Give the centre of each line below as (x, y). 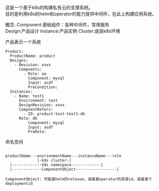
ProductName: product (33, 56)
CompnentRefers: (36, 110)
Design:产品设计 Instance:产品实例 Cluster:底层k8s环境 (63, 31)
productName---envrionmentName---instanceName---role (63, 156)
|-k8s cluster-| (54, 160)
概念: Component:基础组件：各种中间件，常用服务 (57, 25)
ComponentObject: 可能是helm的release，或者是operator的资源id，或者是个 (79, 179)
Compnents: (30, 69)
